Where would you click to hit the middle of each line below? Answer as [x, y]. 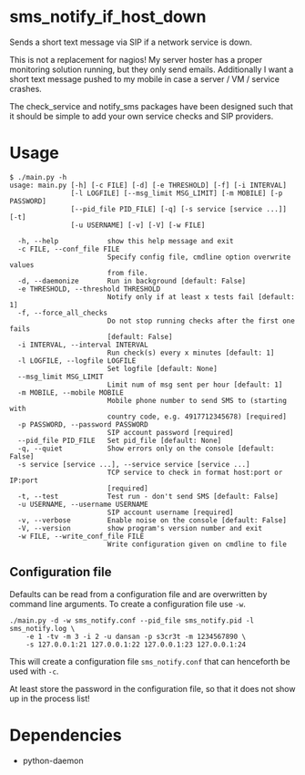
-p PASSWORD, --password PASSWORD [83, 424]
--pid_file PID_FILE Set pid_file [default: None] [120, 440]
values [22, 265]
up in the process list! [50, 698]
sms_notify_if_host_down [108, 17]
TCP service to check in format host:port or [195, 472]
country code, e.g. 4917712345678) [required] [197, 417]
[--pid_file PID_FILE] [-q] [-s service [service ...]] [178, 209]
